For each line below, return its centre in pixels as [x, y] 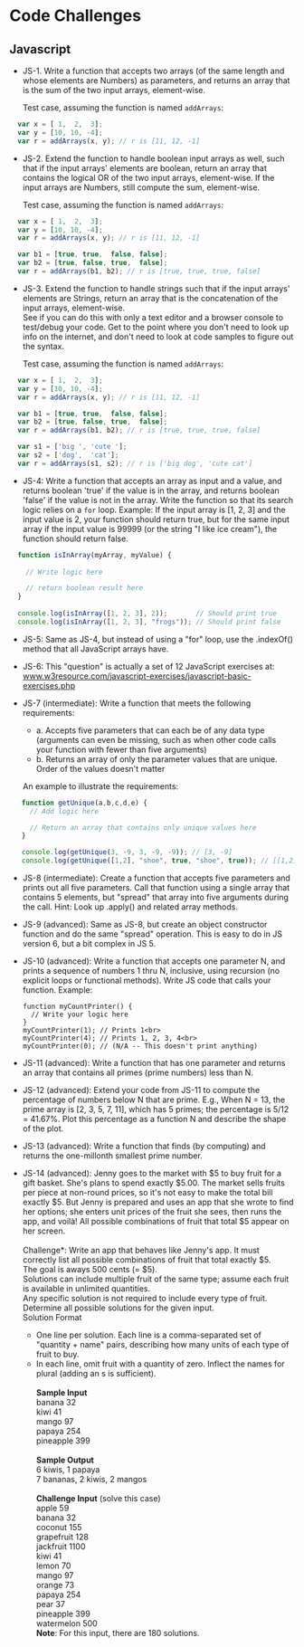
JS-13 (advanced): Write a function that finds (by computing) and [144, 1146]
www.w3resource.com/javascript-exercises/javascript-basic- [137, 676]
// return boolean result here [85, 588]
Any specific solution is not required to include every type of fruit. [145, 1298]
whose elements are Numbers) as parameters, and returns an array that [156, 81]
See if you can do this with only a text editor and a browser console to [152, 317]
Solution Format [52, 1317]
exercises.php [48, 685]
